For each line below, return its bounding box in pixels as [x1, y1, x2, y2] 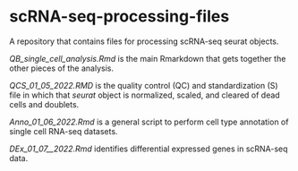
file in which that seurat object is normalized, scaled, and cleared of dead [9, 90, 280, 100]
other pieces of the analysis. [9, 63, 115, 73]
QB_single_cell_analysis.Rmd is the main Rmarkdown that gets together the [9, 53, 286, 64]
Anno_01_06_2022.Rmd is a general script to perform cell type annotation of [9, 116, 289, 127]
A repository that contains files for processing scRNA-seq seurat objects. [9, 36, 279, 47]
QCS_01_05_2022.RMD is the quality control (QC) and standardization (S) [9, 80, 279, 90]
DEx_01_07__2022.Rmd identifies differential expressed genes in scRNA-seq [9, 143, 288, 154]
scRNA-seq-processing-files [9, 6, 230, 27]
